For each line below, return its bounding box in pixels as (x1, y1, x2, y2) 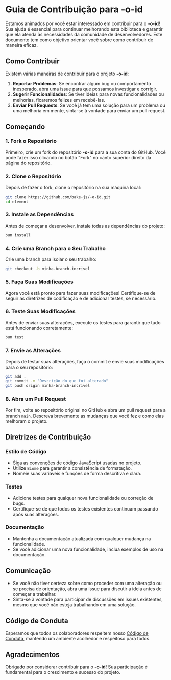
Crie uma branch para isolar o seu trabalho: (5, 256, 97, 262)
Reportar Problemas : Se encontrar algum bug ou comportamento (12, 80, 152, 86)
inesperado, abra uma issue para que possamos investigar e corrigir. (12, 86, 157, 92)
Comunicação (5, 567, 51, 575)
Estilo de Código (5, 448, 47, 455)
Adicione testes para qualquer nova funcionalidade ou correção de (12, 495, 154, 501)
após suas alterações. (12, 511, 59, 517)
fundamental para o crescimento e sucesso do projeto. (5, 669, 121, 675)
